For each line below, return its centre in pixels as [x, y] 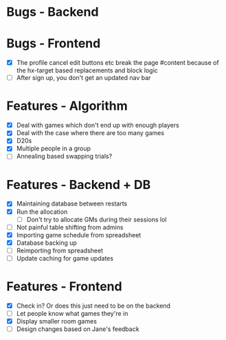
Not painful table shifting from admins [70, 227]
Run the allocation [42, 212]
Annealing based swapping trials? [64, 157]
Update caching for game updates [65, 258]
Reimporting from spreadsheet [60, 250]
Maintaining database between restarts [72, 203]
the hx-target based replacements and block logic [87, 70]
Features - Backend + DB [79, 184]
